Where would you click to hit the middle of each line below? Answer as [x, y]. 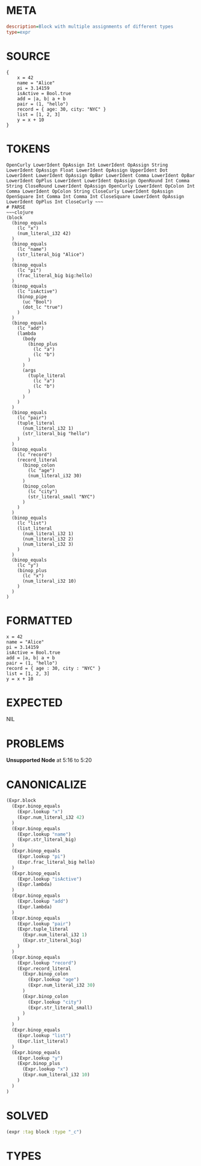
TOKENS [28, 149]
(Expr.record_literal [44, 969]
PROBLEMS [35, 743]
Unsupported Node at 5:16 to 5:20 [49, 760]
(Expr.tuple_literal [43, 929]
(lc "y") [28, 565]
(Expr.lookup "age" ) [54, 980]
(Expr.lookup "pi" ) [42, 857]
